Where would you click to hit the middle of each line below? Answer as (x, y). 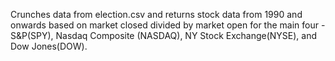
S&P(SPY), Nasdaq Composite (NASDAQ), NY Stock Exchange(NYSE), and (164, 35)
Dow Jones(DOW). (49, 46)
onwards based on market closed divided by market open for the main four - (168, 25)
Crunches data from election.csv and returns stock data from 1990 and (156, 14)
